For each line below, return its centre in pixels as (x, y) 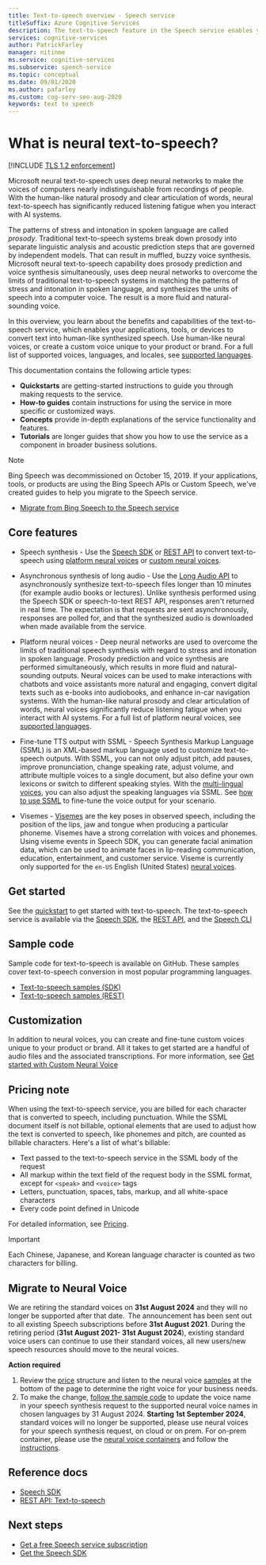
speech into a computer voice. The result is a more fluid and (106, 298)
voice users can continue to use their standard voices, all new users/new (127, 1341)
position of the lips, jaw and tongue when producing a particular (124, 824)
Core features (43, 533)
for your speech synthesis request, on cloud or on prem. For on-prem (133, 1431)
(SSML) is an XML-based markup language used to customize (121, 750)
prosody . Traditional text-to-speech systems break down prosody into (123, 238)
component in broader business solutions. (88, 445)
